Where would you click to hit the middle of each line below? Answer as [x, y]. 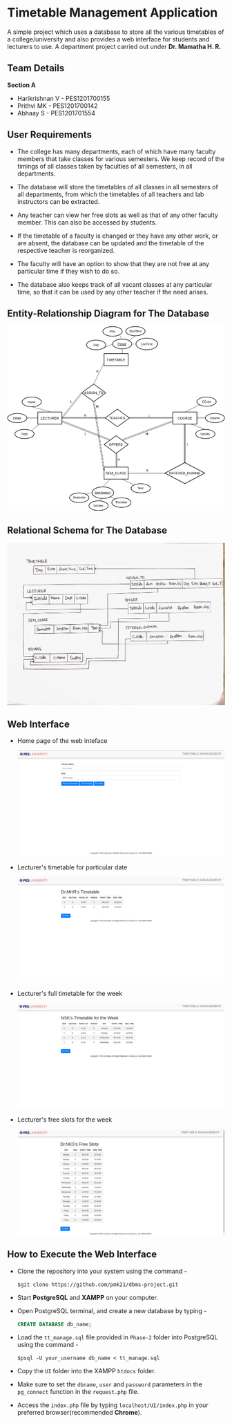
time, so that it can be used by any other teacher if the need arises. [113, 292]
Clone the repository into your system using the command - [102, 1271]
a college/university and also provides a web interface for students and [108, 39]
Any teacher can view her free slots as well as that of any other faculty [118, 215]
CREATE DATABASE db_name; [54, 1324]
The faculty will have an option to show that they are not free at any [113, 263]
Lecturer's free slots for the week [65, 1120]
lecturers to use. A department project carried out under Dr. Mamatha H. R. [114, 46]
